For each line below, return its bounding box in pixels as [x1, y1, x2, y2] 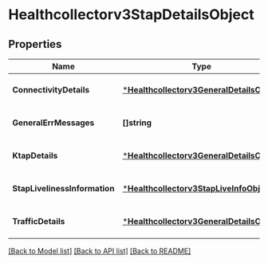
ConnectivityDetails [12, 84, 90, 95]
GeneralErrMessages [12, 117, 95, 128]
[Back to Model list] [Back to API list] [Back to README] [8, 246, 191, 256]
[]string [122, 117, 152, 128]
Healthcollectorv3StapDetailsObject [8, 6, 254, 24]
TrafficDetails [12, 216, 65, 226]
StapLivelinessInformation [12, 183, 115, 194]
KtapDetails [12, 150, 58, 161]
